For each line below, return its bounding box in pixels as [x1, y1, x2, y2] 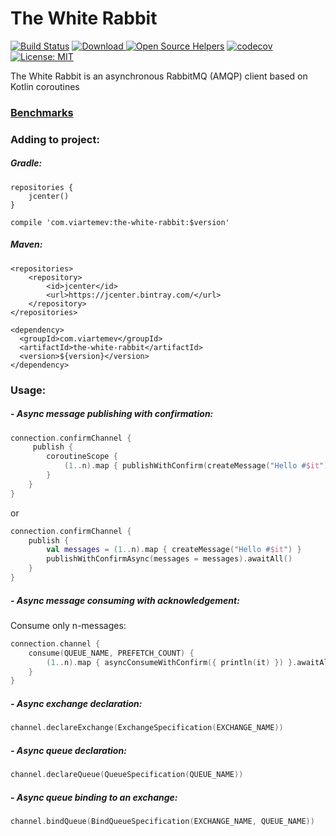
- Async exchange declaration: [10, 697, 143, 709]
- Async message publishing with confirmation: [10, 408, 214, 420]
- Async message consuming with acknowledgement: [10, 594, 240, 606]
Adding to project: [10, 132, 100, 146]
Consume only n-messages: [10, 619, 127, 631]
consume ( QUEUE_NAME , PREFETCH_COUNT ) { [28, 648, 195, 658]
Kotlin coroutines [10, 80, 80, 92]
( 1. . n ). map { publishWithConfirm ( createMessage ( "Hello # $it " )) [63, 461, 333, 471]
